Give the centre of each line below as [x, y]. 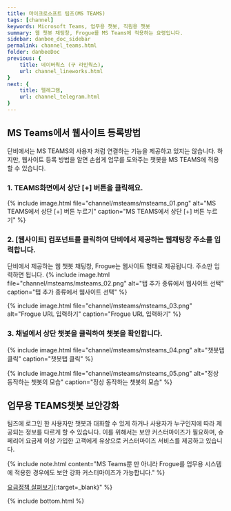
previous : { [24, 59]
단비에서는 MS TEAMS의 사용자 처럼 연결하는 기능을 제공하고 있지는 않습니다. [111, 151]
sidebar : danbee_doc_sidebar [49, 39]
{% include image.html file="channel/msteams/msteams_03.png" [100, 306]
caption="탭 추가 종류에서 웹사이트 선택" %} [67, 292]
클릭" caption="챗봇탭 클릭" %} [50, 359]
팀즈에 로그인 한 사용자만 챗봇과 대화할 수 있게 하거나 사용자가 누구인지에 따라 [111, 423]
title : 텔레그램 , [41, 90]
